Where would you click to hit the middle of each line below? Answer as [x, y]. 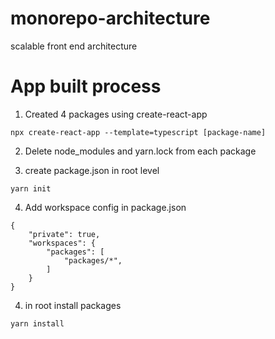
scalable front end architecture [74, 46]
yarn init [31, 188]
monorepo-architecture [110, 18]
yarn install [37, 323]
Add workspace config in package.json [105, 207]
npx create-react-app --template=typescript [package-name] [138, 132]
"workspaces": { [62, 243]
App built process [86, 86]
